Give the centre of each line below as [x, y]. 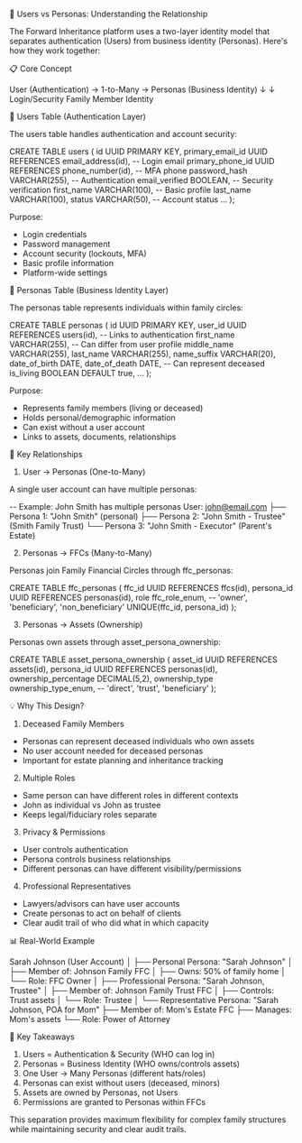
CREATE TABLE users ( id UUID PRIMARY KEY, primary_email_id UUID [139, 152]
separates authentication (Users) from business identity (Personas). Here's [149, 41]
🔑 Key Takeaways [42, 1037]
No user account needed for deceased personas [113, 751]
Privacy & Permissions [64, 832]
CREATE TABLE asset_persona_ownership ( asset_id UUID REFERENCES [143, 659]
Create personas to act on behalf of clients [102, 913]
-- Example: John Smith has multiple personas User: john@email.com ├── [148, 507]
